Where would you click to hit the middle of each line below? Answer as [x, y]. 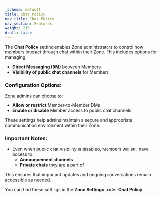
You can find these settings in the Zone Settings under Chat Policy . [74, 189]
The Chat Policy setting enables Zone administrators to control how [74, 47]
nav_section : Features [28, 24]
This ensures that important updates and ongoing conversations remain [78, 174]
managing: [16, 57]
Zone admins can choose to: [34, 96]
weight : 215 [17, 28]
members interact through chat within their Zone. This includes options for [81, 52]
